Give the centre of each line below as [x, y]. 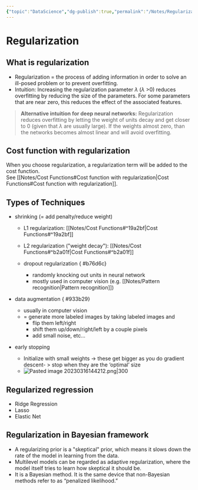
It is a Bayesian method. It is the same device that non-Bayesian [92, 474]
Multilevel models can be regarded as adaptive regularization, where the [102, 462]
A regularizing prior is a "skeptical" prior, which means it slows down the [103, 449]
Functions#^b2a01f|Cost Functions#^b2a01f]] [79, 252]
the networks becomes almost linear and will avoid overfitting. [96, 132]
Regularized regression [50, 390]
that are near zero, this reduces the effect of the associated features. [98, 102]
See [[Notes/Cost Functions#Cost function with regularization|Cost [88, 177]
